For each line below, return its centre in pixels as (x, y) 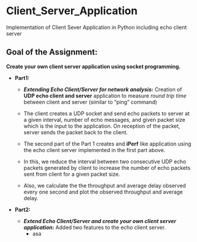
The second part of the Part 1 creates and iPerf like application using (107, 144)
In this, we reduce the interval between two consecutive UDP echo (105, 162)
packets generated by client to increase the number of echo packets (107, 167)
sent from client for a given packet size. (72, 174)
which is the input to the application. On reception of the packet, (102, 126)
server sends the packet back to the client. (76, 132)
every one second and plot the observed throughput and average (103, 192)
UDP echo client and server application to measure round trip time (105, 95)
